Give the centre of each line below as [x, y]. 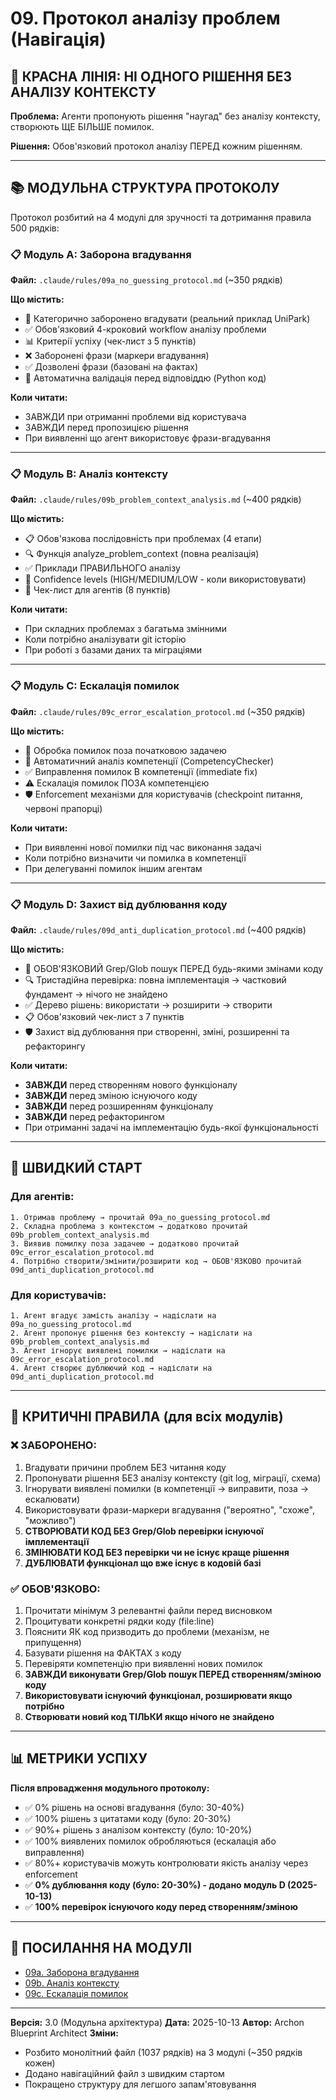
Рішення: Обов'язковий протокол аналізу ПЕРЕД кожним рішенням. [156, 146]
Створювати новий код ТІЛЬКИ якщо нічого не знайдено [149, 1716]
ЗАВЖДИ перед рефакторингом [94, 1116]
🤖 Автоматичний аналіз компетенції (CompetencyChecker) [149, 761]
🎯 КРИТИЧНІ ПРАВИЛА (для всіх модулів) [147, 1417]
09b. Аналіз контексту [72, 1983]
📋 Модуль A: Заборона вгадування [101, 254]
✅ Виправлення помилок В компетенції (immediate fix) [141, 771]
